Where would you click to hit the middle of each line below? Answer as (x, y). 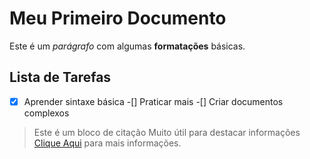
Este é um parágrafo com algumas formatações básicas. (127, 46)
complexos (46, 113)
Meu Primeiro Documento (118, 18)
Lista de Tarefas (60, 77)
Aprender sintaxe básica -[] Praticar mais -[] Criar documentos (153, 101)
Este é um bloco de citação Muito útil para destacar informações (167, 132)
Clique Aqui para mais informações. (107, 143)
